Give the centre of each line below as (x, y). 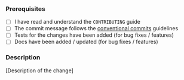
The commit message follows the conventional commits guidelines (96, 28)
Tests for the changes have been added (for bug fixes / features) (94, 35)
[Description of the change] (40, 71)
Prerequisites (25, 9)
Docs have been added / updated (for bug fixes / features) (86, 42)
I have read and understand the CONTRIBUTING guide (77, 22)
